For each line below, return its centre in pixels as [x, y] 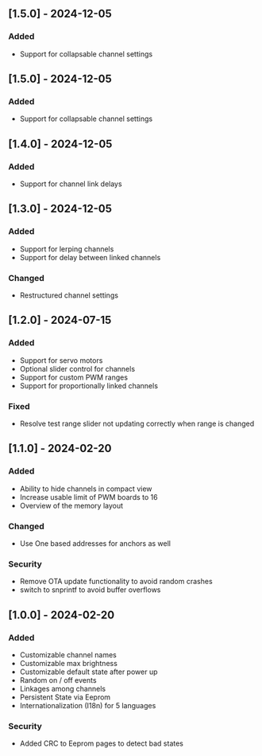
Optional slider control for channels [77, 368]
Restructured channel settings [69, 295]
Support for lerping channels [67, 249]
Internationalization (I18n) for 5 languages [88, 705]
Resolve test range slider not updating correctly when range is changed [137, 424]
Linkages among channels [62, 689]
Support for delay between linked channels [90, 257]
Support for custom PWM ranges [74, 377]
